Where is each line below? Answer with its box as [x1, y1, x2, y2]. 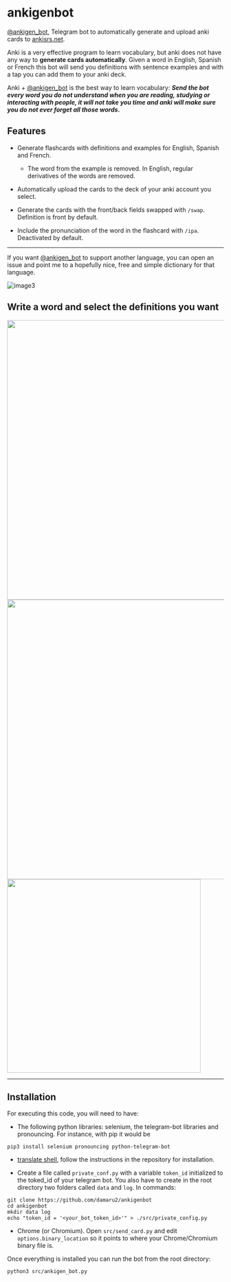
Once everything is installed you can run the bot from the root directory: [7, 1254, 211, 1263]
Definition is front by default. [16, 213, 98, 221]
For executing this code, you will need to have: [7, 1109, 139, 1118]
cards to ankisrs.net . [7, 34, 65, 43]
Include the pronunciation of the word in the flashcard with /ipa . [16, 226, 199, 235]
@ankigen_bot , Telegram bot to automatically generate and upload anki [7, 28, 210, 36]
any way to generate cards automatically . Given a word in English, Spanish [7, 55, 221, 63]
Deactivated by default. [16, 233, 84, 242]
